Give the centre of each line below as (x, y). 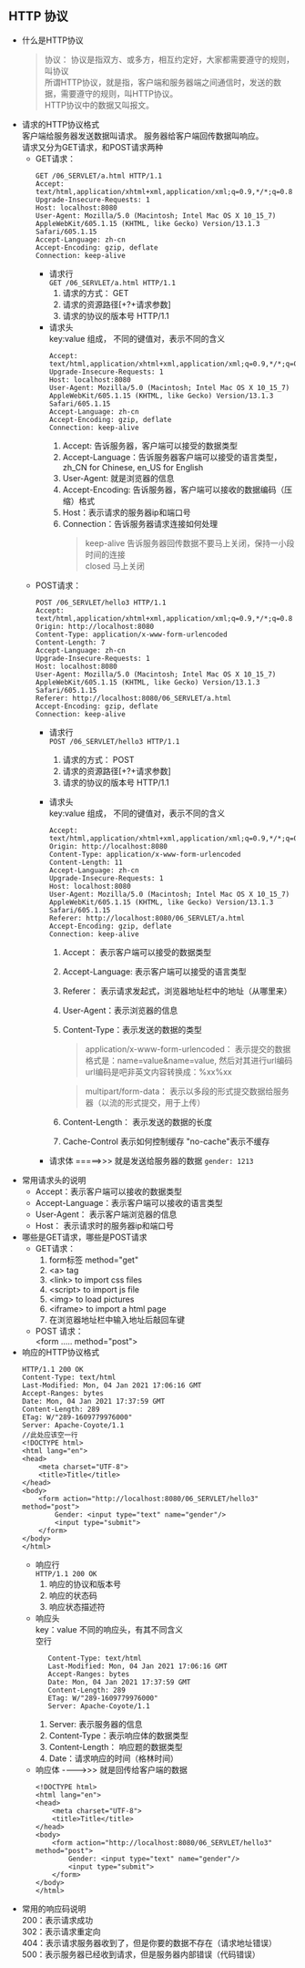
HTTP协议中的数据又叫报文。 (99, 105)
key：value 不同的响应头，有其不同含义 (109, 1629)
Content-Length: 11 (86, 862)
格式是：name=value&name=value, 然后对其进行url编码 (189, 1060)
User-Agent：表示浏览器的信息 (120, 1010)
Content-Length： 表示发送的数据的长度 (137, 1122)
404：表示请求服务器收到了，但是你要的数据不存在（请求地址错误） (149, 1942)
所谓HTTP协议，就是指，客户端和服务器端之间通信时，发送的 (159, 82)
